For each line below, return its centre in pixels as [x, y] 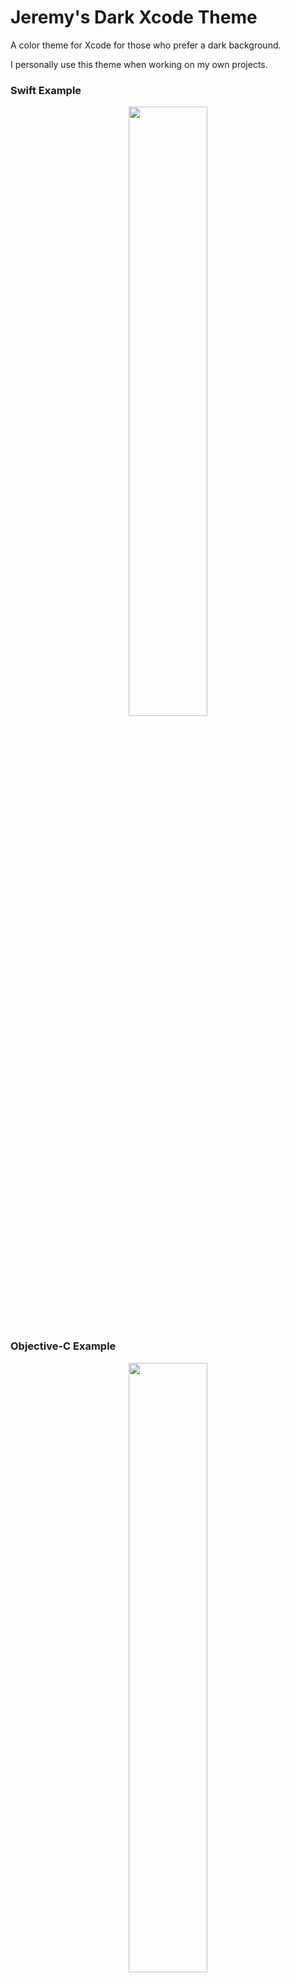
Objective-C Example [63, 1346]
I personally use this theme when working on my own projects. [139, 64]
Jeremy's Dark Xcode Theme [134, 17]
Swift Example [46, 90]
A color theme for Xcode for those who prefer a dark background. [146, 45]
